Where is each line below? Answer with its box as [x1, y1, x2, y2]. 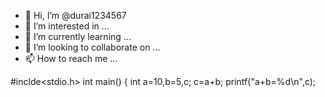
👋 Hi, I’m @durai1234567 [24, 10, 127, 21]
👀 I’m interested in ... [24, 20, 110, 32]
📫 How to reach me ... [24, 53, 118, 64]
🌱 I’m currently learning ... [24, 31, 132, 42]
